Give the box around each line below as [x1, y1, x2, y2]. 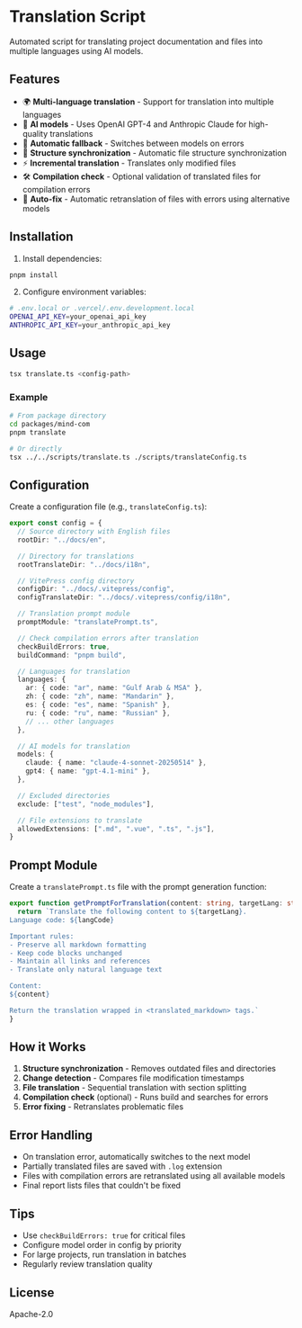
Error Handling [9, 1127, 93, 1143]
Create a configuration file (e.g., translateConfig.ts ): [9, 501, 208, 512]
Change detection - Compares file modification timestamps [22, 1072, 244, 1083]
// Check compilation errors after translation [17, 633, 200, 642]
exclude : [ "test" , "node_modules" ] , [17, 799, 155, 809]
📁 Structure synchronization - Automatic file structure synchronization [22, 147, 288, 158]
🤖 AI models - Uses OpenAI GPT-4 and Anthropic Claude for [22, 119, 247, 130]
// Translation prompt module [17, 609, 130, 618]
